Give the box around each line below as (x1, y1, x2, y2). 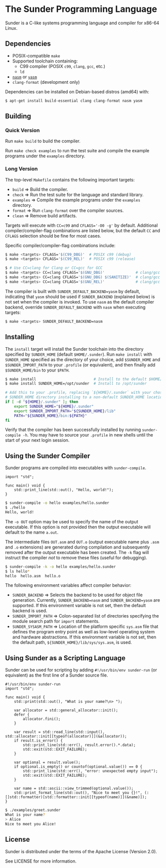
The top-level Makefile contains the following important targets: (5, 177, 135, 183)
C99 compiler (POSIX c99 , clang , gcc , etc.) (19, 63, 105, 69)
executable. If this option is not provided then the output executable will (5, 524, 151, 530)
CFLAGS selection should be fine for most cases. (5, 233, 101, 239)
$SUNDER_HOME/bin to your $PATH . (5, 367, 70, 373)
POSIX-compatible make (12, 53, 60, 59)
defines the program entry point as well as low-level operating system (12, 629, 155, 635)
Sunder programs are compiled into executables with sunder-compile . (5, 465, 147, 471)
